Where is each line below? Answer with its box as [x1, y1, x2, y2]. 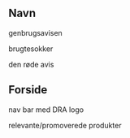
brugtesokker [8, 44, 54, 54]
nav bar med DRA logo [8, 105, 84, 114]
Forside [8, 83, 48, 97]
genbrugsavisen [8, 28, 63, 37]
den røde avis [8, 59, 54, 69]
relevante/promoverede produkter [8, 120, 122, 130]
